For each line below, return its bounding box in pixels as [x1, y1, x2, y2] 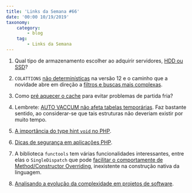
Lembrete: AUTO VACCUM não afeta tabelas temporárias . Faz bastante [14, 104, 187, 111]
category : [16, 25, 41, 31]
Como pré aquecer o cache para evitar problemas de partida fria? [14, 92, 173, 99]
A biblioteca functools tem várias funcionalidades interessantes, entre [14, 150, 184, 157]
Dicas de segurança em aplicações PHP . [14, 139, 113, 146]
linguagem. [14, 168, 42, 175]
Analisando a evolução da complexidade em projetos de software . [14, 180, 174, 187]
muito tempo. [14, 116, 47, 123]
